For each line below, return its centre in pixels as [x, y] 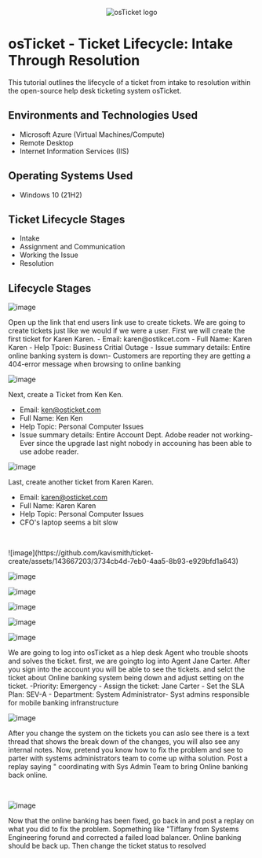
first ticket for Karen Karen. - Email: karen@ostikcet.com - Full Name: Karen [130, 339]
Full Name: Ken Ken [51, 418]
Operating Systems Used [71, 176]
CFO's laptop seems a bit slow [69, 522]
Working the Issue [49, 255]
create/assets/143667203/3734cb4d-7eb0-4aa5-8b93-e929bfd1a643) [124, 562]
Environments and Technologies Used [103, 115]
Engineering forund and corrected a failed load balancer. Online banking [125, 838]
